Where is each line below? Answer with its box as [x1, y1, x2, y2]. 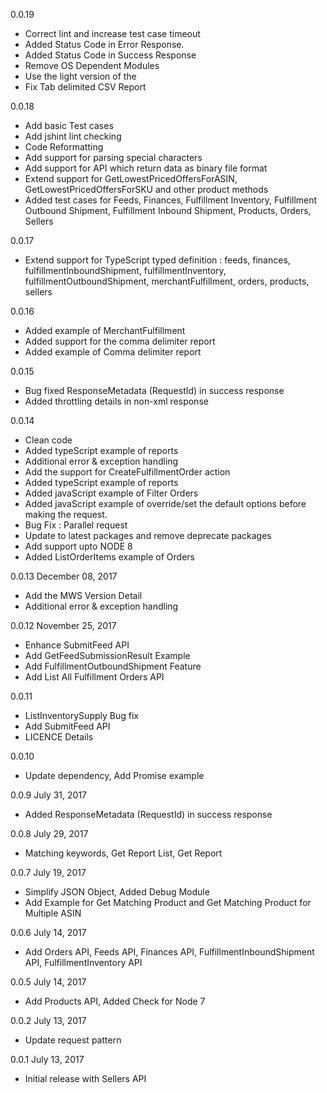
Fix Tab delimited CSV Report [24, 81, 147, 93]
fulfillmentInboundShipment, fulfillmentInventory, [24, 265, 227, 276]
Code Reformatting [24, 141, 104, 153]
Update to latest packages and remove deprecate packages [24, 530, 272, 541]
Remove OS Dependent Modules [24, 60, 160, 71]
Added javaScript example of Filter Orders [24, 487, 199, 499]
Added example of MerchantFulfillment [24, 325, 186, 336]
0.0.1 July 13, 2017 [10, 1054, 85, 1065]
